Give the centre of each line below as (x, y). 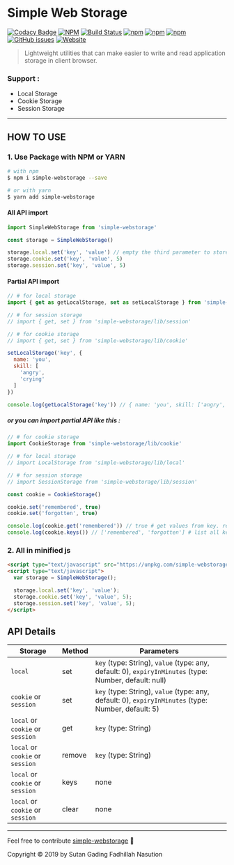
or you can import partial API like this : (64, 420)
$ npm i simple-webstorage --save (57, 178)
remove (74, 756)
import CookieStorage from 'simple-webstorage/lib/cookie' (95, 444)
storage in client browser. (61, 60)
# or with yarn (29, 190)
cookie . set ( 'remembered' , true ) (54, 507)
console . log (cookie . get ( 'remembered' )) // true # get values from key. (113, 526)
